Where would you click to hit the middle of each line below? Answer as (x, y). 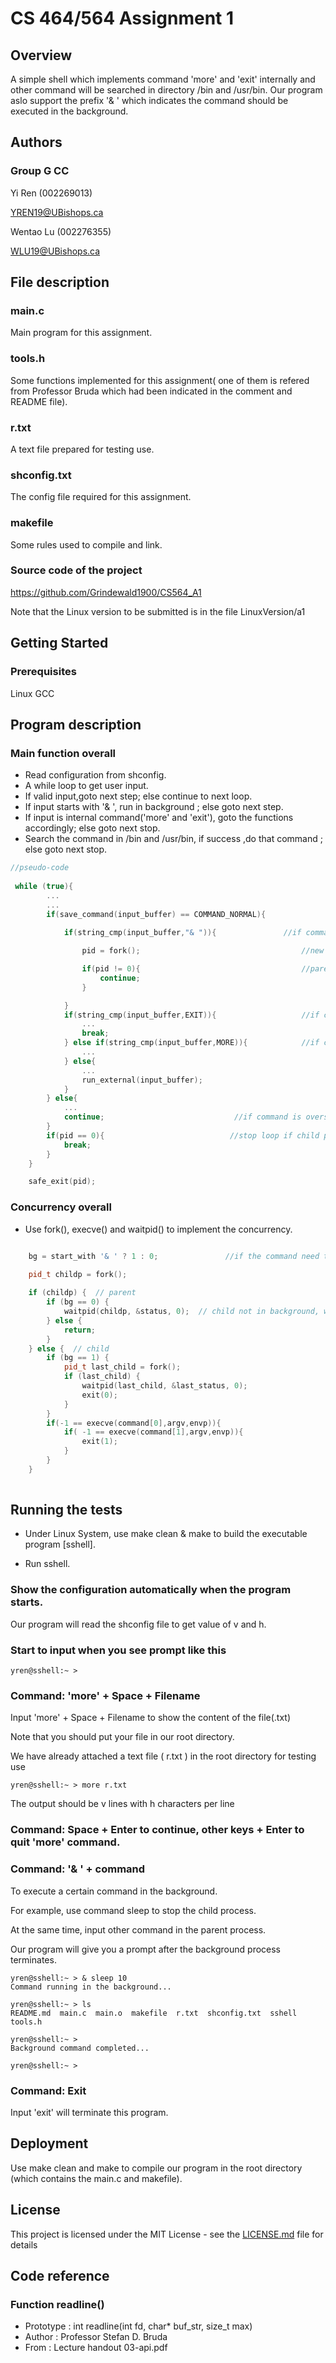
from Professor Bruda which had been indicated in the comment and (151, 391)
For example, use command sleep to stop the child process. (133, 1910)
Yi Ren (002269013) (51, 193)
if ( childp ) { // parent (82, 1293)
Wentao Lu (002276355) (61, 231)
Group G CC (40, 171)
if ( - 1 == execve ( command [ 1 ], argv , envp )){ (153, 1432)
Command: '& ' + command (78, 1869)
